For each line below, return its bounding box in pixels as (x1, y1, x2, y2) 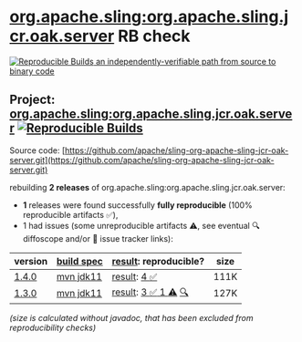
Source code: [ (9, 144, 66, 156)
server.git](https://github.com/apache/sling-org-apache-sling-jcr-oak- (9, 154, 275, 165)
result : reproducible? (111, 254, 205, 267)
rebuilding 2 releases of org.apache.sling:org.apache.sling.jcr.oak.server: (9, 181, 286, 192)
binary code (9, 66, 55, 77)
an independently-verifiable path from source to (95, 56, 276, 67)
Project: (9, 92, 56, 108)
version (14, 254, 48, 267)
